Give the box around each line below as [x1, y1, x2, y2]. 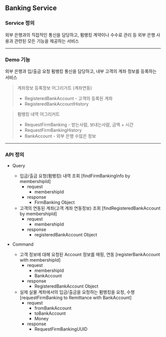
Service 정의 [5, 20, 35, 27]
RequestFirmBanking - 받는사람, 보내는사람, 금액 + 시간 [24, 121, 134, 127]
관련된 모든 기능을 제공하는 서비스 [14, 38, 79, 44]
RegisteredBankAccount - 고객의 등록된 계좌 [24, 95, 113, 101]
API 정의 [5, 151, 25, 158]
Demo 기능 [5, 56, 31, 63]
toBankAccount [34, 310, 66, 316]
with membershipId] [19, 257, 61, 263]
